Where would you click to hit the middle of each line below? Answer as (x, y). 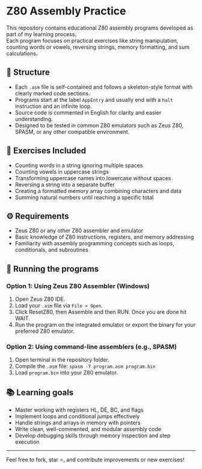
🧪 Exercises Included (46, 151)
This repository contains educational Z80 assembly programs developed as (100, 28)
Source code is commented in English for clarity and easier (88, 112)
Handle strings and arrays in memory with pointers (78, 423)
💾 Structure (28, 73)
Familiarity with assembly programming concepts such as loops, (94, 244)
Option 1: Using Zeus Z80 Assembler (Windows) (78, 286)
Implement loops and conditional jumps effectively (77, 417)
